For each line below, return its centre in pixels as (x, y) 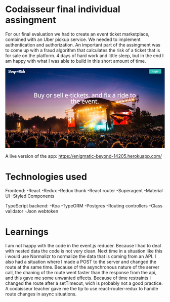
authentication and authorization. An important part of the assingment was (83, 45)
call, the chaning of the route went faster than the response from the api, (81, 273)
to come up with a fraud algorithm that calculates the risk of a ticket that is (83, 50)
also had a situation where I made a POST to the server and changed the (81, 262)
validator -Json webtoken (32, 211)
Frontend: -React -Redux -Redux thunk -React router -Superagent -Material (84, 191)
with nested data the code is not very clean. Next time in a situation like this (84, 251)
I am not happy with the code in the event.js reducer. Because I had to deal (83, 246)
